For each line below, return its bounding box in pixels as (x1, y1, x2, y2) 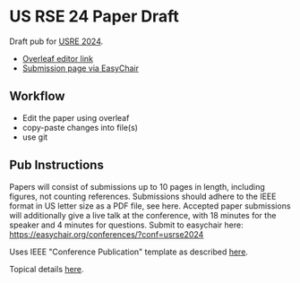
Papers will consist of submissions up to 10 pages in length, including (9, 181, 266, 192)
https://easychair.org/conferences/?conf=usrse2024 (9, 228, 204, 239)
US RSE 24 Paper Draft (9, 6, 179, 27)
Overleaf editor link (21, 53, 94, 64)
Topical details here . (9, 263, 84, 274)
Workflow (9, 89, 65, 104)
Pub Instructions (9, 158, 105, 173)
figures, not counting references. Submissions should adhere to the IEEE (9, 191, 277, 202)
